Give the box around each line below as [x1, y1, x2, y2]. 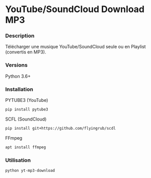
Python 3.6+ [5, 73, 31, 79]
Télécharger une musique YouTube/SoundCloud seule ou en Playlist [5, 44, 146, 50]
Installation [5, 86, 34, 93]
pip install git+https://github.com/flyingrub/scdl [5, 126, 116, 131]
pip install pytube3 [5, 107, 49, 112]
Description [5, 32, 35, 39]
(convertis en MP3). [5, 49, 46, 55]
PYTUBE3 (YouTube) [5, 97, 48, 103]
